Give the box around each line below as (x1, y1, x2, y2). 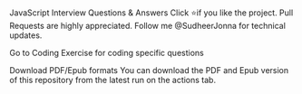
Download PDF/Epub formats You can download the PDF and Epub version (9, 65, 289, 75)
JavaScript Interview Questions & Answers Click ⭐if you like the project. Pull (9, 7, 294, 18)
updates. (9, 30, 43, 41)
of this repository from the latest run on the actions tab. (9, 75, 216, 85)
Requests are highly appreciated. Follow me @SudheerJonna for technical (9, 21, 286, 31)
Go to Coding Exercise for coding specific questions (9, 48, 204, 58)
